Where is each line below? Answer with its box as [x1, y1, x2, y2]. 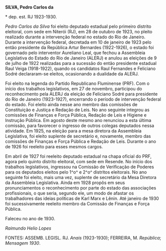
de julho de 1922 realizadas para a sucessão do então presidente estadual [5, 61, 157, 66]
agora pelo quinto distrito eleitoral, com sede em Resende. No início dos [5, 159, 153, 164]
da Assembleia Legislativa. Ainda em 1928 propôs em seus [5, 180, 125, 186]
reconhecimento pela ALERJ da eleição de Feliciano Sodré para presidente [5, 91, 158, 97]
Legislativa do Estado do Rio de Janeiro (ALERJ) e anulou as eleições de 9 [5, 55, 157, 61]
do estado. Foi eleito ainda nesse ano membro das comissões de [5, 102, 138, 107]
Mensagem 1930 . [5, 240, 41, 246]
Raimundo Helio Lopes [5, 225, 52, 231]
